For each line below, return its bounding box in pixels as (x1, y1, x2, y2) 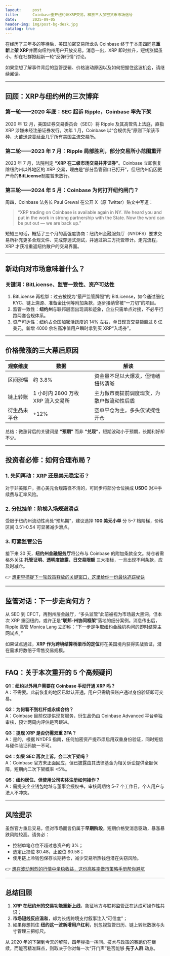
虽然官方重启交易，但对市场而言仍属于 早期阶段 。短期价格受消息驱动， (5, 825, 152, 831)
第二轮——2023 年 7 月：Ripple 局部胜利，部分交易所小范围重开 (5, 147, 162, 155)
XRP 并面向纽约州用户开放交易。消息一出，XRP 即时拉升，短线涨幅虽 (19, 47, 163, 53)
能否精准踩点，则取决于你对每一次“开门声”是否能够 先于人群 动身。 (18, 945, 158, 951)
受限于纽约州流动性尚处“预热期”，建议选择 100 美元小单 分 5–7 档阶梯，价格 (5, 517, 163, 523)
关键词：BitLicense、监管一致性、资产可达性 (5, 281, 115, 288)
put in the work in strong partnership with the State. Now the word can (17, 214, 165, 221)
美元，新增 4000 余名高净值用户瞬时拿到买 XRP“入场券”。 (12, 325, 134, 331)
